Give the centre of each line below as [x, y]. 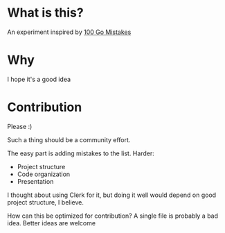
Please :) [20, 126]
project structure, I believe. [46, 202]
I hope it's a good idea [39, 79]
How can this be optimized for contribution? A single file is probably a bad [113, 216]
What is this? [46, 13]
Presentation [35, 181]
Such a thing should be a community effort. [69, 139]
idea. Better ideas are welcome [51, 223]
